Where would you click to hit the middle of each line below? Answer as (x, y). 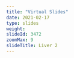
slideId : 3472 (24, 34)
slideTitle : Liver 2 (32, 46)
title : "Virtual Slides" (37, 12)
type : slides (23, 23)
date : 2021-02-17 (28, 18)
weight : (16, 29)
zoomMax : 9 (20, 40)
